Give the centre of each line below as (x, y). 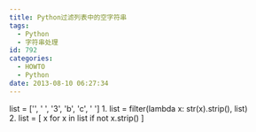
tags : (19, 26)
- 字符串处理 (38, 42)
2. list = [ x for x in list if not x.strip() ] (77, 118)
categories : (31, 58)
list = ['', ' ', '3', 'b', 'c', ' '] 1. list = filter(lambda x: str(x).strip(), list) (128, 108)
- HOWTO (31, 67)
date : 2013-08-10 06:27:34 (59, 83)
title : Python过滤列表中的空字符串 (68, 17)
